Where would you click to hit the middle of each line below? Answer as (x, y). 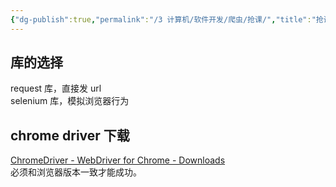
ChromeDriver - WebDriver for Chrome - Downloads (118, 160)
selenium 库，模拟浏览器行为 (70, 101)
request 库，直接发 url (56, 88)
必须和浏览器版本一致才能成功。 (76, 172)
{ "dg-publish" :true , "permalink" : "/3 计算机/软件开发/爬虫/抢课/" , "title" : (161, 19)
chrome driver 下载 (70, 135)
